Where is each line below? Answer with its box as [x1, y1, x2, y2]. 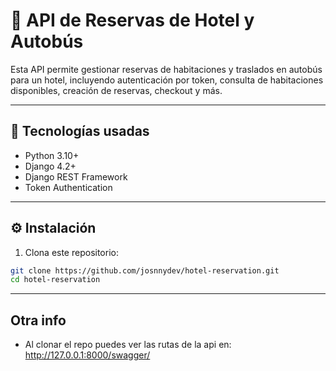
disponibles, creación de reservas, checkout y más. [10, 84, 223, 96]
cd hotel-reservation [10, 275, 101, 285]
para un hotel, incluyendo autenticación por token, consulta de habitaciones [10, 74, 324, 86]
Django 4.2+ [24, 160, 77, 172]
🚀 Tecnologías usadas [10, 123, 150, 140]
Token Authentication [24, 181, 113, 193]
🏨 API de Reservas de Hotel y [10, 9, 255, 32]
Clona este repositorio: [24, 246, 119, 258]
